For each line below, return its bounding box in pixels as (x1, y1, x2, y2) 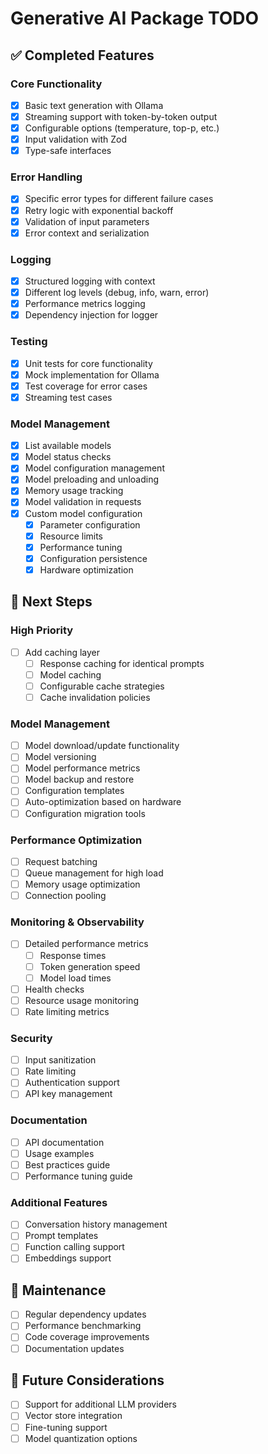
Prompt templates (24, 1230, 99, 1242)
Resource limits (39, 530, 104, 542)
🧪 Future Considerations (10, 1372, 165, 1389)
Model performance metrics (24, 762, 141, 774)
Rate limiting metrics (24, 1005, 110, 1017)
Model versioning (24, 751, 97, 763)
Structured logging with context (24, 275, 156, 287)
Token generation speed (39, 960, 141, 972)
